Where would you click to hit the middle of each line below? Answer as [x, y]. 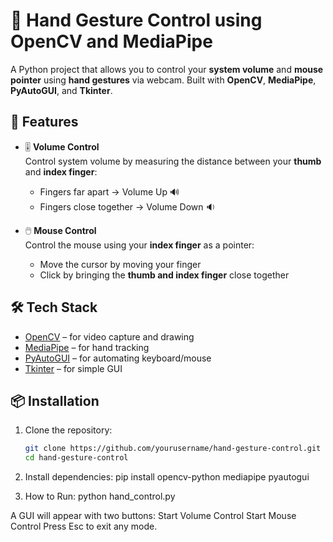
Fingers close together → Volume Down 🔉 [127, 206]
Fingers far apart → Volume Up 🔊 [109, 191]
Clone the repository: [68, 430]
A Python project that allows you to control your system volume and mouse [167, 69]
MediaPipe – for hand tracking [87, 347]
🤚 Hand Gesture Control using [136, 20]
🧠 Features [44, 122]
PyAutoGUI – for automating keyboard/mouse [118, 358]
